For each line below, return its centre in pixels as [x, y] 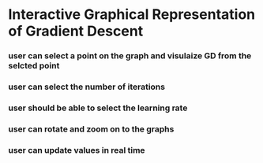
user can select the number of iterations [87, 87]
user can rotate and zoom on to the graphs [91, 129]
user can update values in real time [77, 150]
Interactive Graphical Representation [131, 15]
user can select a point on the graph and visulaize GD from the [130, 56]
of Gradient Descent [76, 31]
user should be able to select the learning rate [98, 108]
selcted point [34, 66]
